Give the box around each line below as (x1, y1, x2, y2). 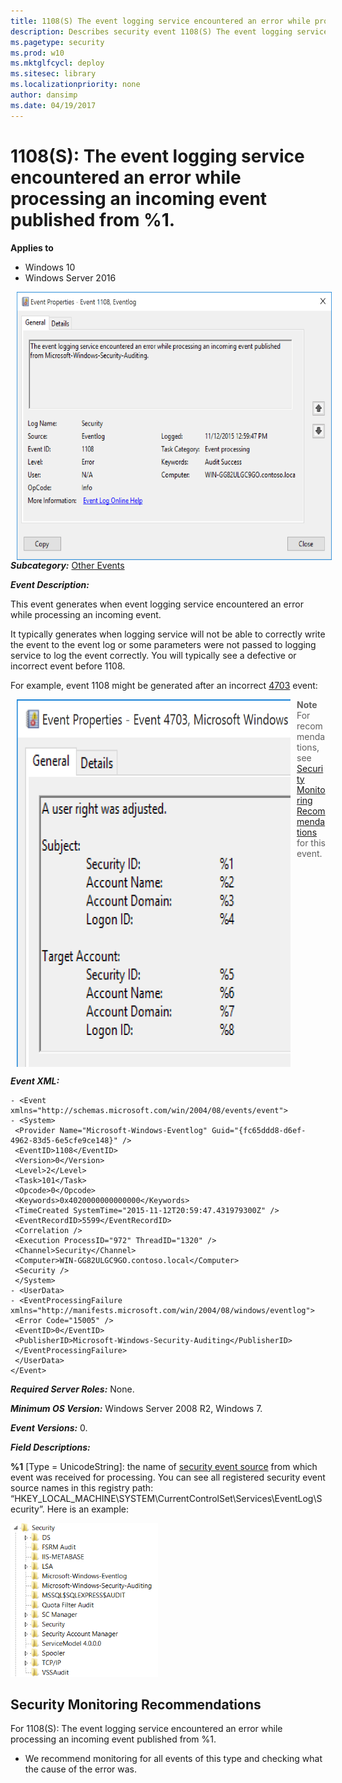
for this (296, 836, 327, 849)
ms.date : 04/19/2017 (10, 100, 97, 110)
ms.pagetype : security (10, 37, 105, 47)
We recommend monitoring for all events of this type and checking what (24, 1753, 323, 1765)
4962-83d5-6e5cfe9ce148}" (10, 1135, 118, 1145)
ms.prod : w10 (10, 48, 65, 58)
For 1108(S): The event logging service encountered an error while (10, 1723, 283, 1735)
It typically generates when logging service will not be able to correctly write (10, 628, 326, 640)
